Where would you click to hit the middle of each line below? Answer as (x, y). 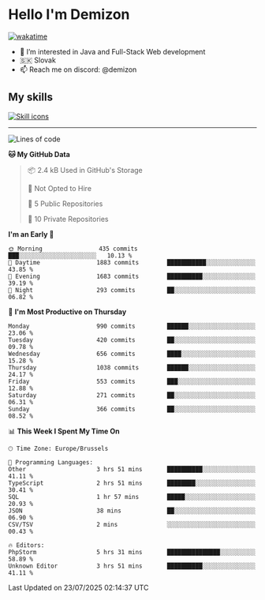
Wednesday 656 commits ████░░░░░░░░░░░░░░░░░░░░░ (132, 354)
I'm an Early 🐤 (31, 234)
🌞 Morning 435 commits (73, 249)
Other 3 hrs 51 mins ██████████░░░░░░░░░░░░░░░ (132, 469)
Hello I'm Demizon (69, 15)
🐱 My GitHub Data (39, 154)
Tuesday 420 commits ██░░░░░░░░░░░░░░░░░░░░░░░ (132, 340)
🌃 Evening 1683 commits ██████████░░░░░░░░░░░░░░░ (132, 276)
